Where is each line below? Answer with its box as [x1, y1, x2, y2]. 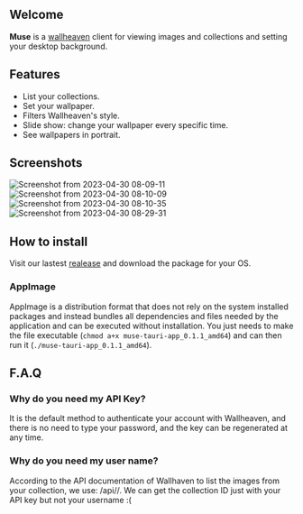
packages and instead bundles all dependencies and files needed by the [9, 310, 279, 321]
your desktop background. [9, 41, 108, 51]
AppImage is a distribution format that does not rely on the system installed [9, 301, 289, 312]
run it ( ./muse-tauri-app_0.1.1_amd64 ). [9, 339, 152, 350]
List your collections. [22, 90, 100, 102]
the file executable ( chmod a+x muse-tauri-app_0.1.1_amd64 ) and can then [9, 329, 282, 341]
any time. [9, 432, 44, 443]
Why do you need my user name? [9, 454, 159, 467]
